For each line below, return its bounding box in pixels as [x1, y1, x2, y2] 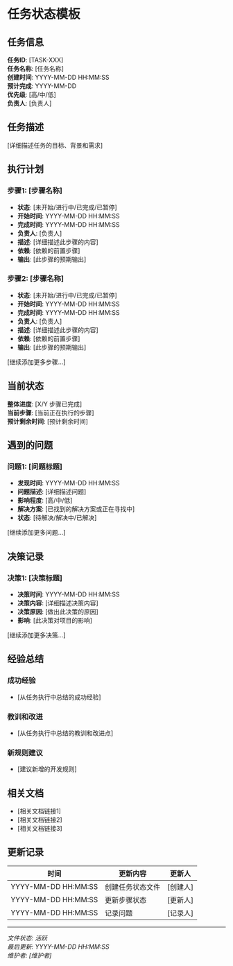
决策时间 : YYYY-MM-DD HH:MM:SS [17, 590, 120, 598]
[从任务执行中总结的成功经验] [17, 693, 102, 701]
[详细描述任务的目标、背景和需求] [7, 141, 103, 149]
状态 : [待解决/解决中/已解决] [17, 514, 97, 522]
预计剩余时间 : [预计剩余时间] [7, 417, 89, 425]
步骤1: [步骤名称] [7, 186, 62, 196]
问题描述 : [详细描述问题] [17, 488, 87, 496]
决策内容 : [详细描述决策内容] [17, 598, 98, 607]
